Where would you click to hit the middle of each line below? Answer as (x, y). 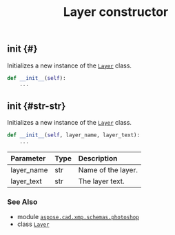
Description (98, 158)
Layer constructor (116, 12)
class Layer (33, 224)
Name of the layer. (108, 170)
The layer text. (102, 181)
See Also (22, 202)
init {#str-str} (37, 106)
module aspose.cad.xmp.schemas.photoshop (78, 217)
